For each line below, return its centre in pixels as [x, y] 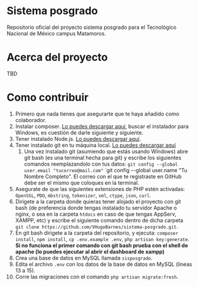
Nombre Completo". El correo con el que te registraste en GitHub [103, 176]
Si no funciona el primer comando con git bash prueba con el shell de [101, 245]
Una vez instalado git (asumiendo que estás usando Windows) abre [106, 151]
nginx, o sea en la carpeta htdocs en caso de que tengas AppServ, [95, 214]
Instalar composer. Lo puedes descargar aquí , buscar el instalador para [102, 126]
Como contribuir [48, 98]
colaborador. [31, 120]
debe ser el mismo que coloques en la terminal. [82, 183]
